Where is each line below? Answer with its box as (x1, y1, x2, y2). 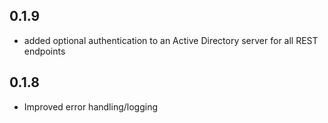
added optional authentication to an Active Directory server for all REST (23, 34, 319, 46)
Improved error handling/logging (23, 100, 158, 113)
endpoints (23, 45, 66, 57)
